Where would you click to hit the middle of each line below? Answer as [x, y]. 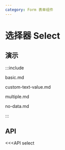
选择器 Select [33, 36]
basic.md [15, 77]
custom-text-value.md [28, 87]
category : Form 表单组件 [29, 10]
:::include [15, 68]
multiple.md [17, 97]
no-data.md [17, 106]
